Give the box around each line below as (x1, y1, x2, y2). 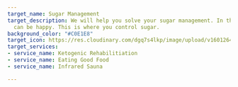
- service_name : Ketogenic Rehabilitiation (7, 50, 138, 57)
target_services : (7, 43, 59, 50)
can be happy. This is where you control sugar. (13, 23, 160, 30)
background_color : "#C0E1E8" (7, 30, 93, 37)
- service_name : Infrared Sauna (7, 63, 103, 70)
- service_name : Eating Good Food (7, 57, 110, 64)
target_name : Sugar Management (7, 10, 100, 18)
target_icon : (7, 37, 46, 44)
